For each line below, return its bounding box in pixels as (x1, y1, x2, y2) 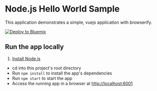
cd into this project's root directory (12, 65, 81, 71)
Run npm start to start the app (12, 75, 72, 81)
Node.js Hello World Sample (5, 3, 120, 15)
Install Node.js (12, 56, 41, 61)
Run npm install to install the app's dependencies (12, 70, 113, 76)
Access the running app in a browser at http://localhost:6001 (12, 80, 133, 86)
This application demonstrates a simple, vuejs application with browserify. (5, 19, 153, 25)
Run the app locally (5, 43, 64, 51)
